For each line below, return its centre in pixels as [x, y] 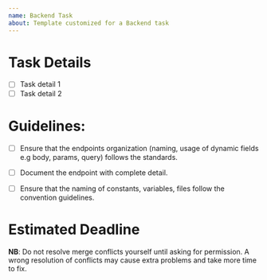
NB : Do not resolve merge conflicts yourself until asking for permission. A [129, 251]
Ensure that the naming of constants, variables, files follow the [122, 189]
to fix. [18, 268]
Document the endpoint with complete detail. [94, 173]
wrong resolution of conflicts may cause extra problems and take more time [133, 260]
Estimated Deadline [74, 229]
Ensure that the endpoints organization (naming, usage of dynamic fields [139, 148]
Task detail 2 [41, 93]
